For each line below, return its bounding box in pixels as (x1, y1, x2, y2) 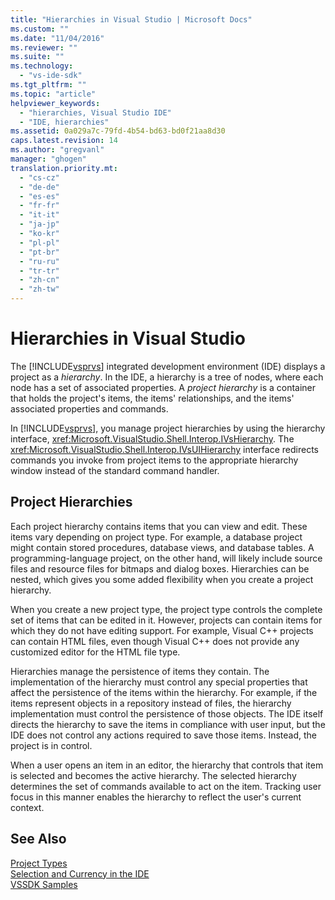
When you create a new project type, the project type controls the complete (10, 603, 323, 615)
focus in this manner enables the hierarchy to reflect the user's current (10, 791, 302, 803)
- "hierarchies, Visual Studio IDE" (19, 107, 172, 118)
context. (10, 801, 45, 813)
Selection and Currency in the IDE (10, 867, 150, 880)
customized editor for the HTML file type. (10, 646, 181, 658)
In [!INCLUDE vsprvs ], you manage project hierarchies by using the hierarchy (10, 422, 326, 434)
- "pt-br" (19, 247, 60, 257)
